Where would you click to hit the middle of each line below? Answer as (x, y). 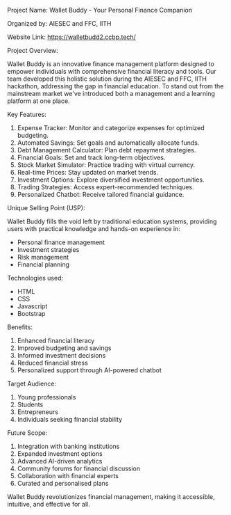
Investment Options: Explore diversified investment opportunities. (111, 180)
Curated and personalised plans (63, 483)
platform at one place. (39, 101)
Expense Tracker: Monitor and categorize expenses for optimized (111, 128)
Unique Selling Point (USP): (46, 208)
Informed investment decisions (61, 355)
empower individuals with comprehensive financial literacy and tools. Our (112, 71)
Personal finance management (61, 242)
